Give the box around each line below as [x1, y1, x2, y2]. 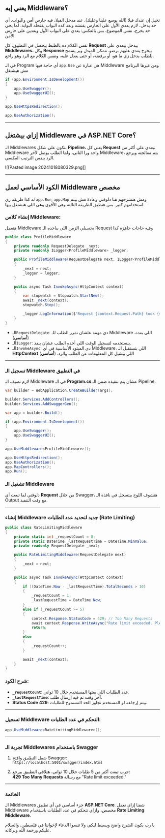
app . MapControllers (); [5, 465, 52, 469]
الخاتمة [5, 791, 20, 798]
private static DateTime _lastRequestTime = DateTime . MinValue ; [14, 539, 148, 544]
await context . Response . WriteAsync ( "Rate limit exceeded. [31, 621, 153, 625]
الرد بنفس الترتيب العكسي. [5, 155, 55, 160]
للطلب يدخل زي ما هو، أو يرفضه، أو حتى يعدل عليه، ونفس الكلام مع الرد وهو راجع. [5, 53, 154, 59]
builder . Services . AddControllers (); [5, 397, 80, 402]
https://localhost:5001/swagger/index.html [12, 760, 103, 765]
